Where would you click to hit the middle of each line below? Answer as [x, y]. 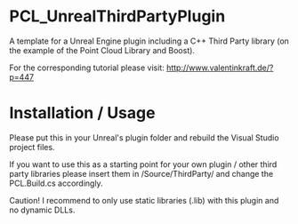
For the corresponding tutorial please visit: [87, 68]
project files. [32, 147]
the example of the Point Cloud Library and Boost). [102, 50]
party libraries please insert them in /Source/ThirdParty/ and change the [141, 173]
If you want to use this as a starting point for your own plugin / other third [143, 164]
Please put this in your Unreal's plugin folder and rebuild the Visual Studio [144, 137]
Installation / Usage [82, 113]
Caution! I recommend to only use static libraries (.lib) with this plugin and [144, 200]
